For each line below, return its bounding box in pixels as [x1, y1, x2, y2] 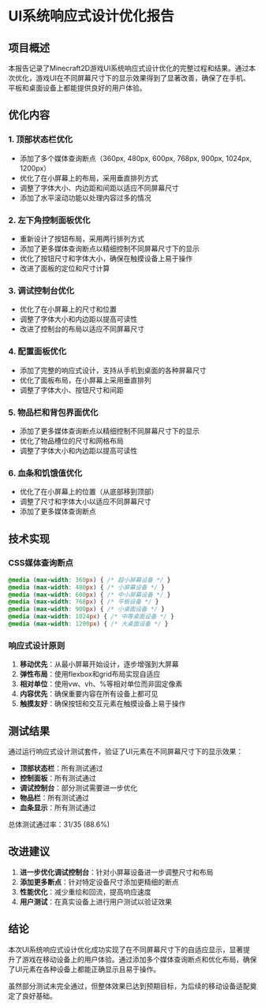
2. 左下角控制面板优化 [8, 215, 91, 226]
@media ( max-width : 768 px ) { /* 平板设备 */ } [8, 598, 159, 606]
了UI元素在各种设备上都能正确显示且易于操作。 [8, 964, 161, 974]
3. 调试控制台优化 [8, 285, 75, 296]
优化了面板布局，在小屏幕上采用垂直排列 [19, 375, 151, 385]
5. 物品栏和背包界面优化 [8, 407, 99, 418]
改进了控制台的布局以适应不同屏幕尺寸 [19, 324, 144, 334]
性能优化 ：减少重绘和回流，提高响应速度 [19, 887, 151, 896]
